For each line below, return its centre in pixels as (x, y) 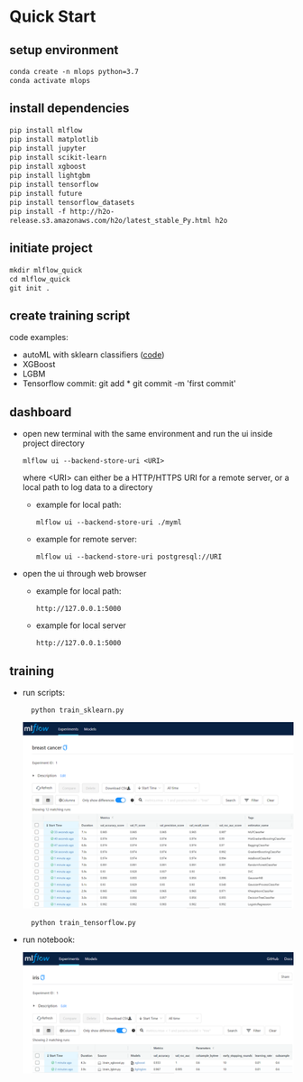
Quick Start (53, 17)
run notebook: (48, 939)
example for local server (81, 625)
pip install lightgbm (50, 175)
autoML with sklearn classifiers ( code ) (93, 355)
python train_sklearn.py (78, 710)
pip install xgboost (48, 166)
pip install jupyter (48, 148)
